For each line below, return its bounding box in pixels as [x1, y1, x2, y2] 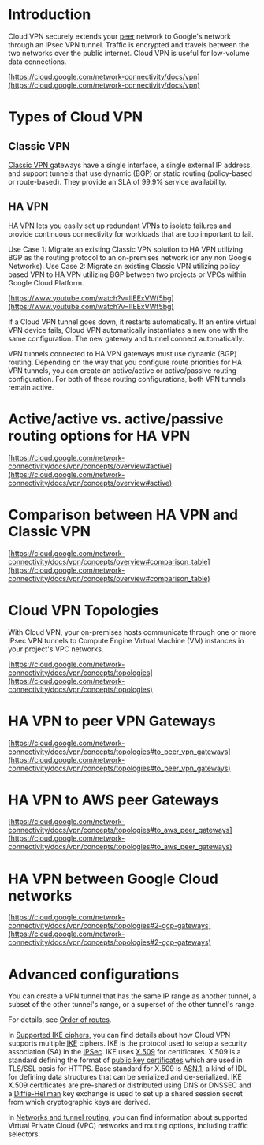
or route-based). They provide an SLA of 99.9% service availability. [8, 177, 227, 186]
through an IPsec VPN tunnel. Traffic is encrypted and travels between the [8, 39, 250, 49]
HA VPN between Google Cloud [8, 870, 218, 888]
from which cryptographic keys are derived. [8, 1098, 151, 1107]
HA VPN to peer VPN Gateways [8, 712, 216, 730]
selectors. [8, 1129, 41, 1139]
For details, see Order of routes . [8, 1015, 112, 1024]
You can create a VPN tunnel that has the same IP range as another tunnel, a [8, 991, 257, 1001]
